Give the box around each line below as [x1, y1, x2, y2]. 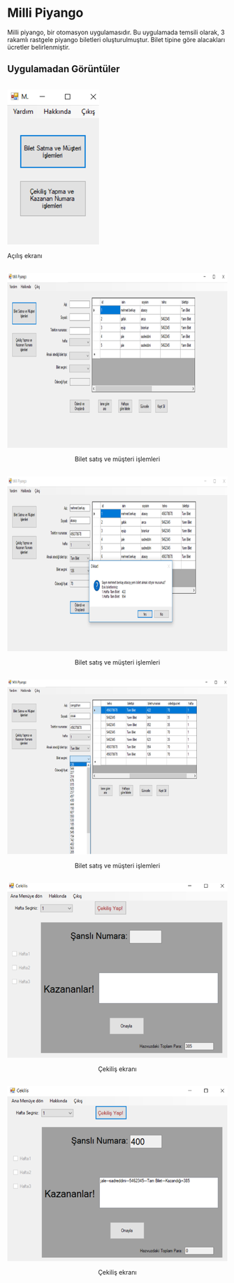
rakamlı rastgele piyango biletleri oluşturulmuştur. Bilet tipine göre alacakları [7, 35, 226, 43]
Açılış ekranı [7, 251, 43, 260]
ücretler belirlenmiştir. [7, 43, 71, 51]
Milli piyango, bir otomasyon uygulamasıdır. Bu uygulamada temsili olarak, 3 [7, 28, 225, 36]
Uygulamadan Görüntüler [7, 63, 120, 75]
